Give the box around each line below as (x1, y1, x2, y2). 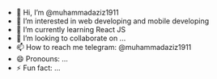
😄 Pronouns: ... (15, 54, 69, 64)
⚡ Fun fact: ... (15, 63, 61, 73)
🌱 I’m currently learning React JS (15, 25, 126, 34)
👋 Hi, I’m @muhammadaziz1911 (15, 8, 119, 17)
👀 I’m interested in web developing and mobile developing (15, 16, 210, 26)
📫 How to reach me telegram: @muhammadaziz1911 (15, 43, 192, 52)
